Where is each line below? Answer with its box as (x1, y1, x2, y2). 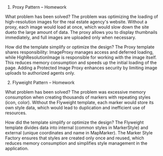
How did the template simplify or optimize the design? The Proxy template (5, 44, 155, 50)
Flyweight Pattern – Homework (12, 79, 75, 85)
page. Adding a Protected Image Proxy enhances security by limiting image (5, 65, 158, 71)
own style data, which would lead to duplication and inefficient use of (5, 105, 146, 110)
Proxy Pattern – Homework (12, 4, 67, 10)
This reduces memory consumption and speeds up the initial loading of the (5, 60, 157, 65)
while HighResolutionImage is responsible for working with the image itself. (5, 54, 157, 60)
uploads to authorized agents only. (5, 70, 75, 76)
